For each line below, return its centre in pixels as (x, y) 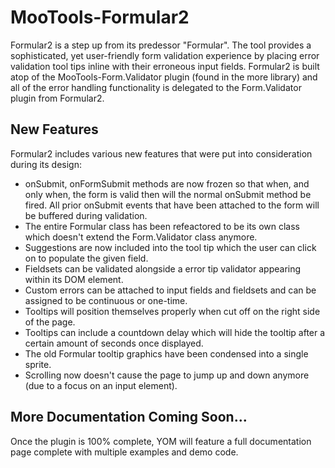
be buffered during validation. (86, 215)
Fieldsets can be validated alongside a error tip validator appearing (163, 268)
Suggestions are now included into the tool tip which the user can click (170, 247)
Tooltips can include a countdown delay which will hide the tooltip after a (175, 332)
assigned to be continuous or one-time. (106, 300)
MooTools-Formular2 (100, 17)
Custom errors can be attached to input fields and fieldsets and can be (170, 290)
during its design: (46, 164)
